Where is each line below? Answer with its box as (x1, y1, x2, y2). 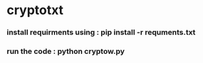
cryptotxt (6, 2, 64, 18)
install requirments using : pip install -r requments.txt (6, 28, 196, 38)
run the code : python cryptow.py (6, 47, 125, 57)
